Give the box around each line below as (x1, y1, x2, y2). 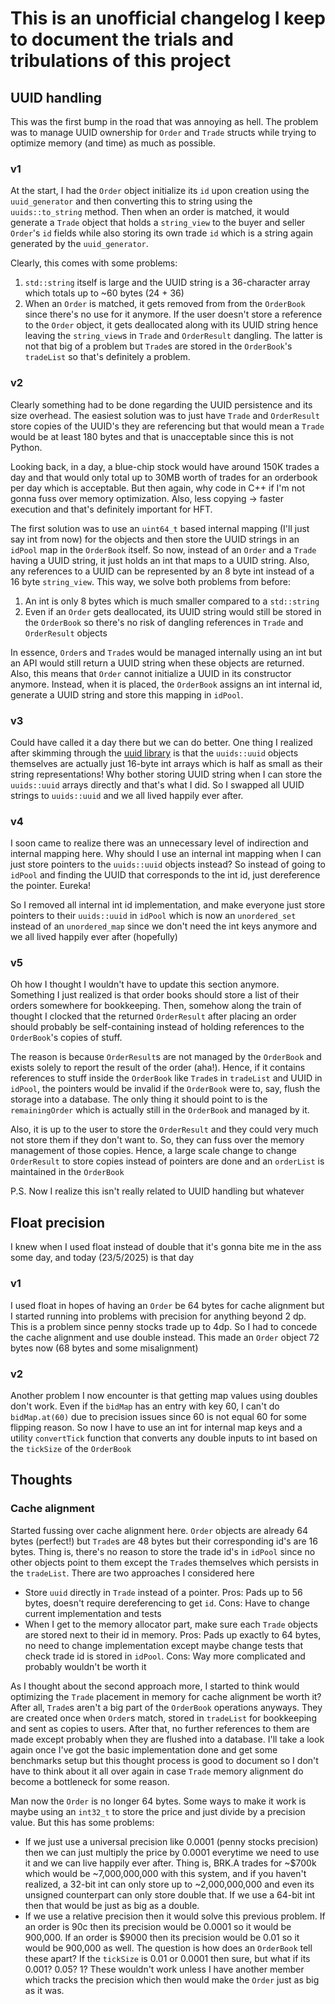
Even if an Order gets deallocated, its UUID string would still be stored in (24, 605, 322, 617)
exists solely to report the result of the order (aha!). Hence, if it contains (10, 1062, 306, 1074)
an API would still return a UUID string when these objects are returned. (10, 657, 305, 669)
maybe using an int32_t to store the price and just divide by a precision (10, 1805, 306, 1817)
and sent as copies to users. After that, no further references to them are (10, 1722, 310, 1734)
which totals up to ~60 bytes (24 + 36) (24, 287, 185, 299)
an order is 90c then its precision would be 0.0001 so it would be (24, 1920, 292, 1932)
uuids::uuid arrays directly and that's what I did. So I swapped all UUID (10, 778, 305, 791)
